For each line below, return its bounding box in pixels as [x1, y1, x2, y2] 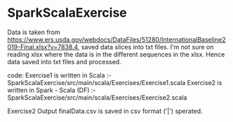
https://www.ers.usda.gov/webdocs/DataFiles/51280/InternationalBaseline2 [7, 35, 226, 43]
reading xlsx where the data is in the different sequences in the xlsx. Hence [7, 50, 225, 59]
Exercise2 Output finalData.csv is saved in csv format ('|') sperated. [7, 107, 203, 115]
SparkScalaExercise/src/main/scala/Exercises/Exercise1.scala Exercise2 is [7, 78, 222, 86]
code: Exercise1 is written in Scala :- [7, 71, 112, 79]
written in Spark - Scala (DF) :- [7, 86, 96, 94]
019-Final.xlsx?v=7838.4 [7, 43, 79, 51]
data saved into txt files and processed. [7, 57, 121, 66]
